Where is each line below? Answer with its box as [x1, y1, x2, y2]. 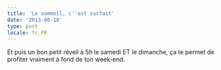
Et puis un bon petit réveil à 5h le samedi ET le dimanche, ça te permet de [7, 48, 215, 56]
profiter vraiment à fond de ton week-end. [7, 56, 125, 64]
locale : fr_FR [7, 29, 48, 36]
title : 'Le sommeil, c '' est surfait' [7, 10, 115, 17]
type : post [7, 23, 38, 30]
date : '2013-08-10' [7, 16, 63, 23]
